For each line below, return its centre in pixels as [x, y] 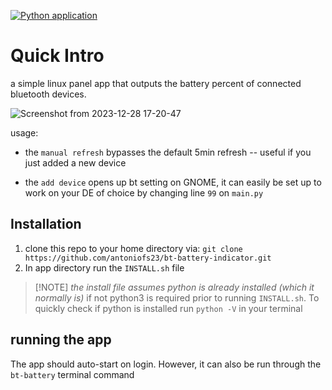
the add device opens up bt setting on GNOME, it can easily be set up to [173, 182]
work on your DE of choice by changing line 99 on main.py [144, 192]
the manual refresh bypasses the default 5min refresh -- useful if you [168, 152]
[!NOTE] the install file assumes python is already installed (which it [174, 287]
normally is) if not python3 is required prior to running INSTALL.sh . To [177, 297]
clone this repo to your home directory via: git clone [133, 248]
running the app [61, 340]
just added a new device [75, 162]
